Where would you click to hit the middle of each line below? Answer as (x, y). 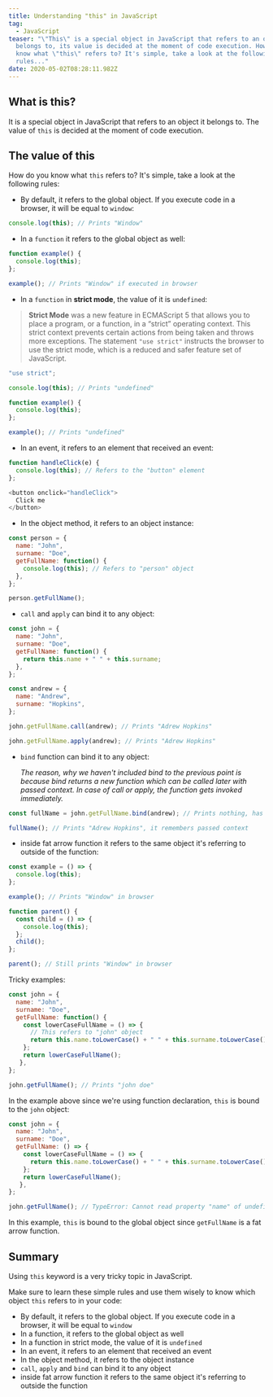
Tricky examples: (37, 979)
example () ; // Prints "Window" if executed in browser (103, 283)
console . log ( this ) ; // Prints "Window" (76, 223)
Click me (30, 500)
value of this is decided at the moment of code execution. (106, 130)
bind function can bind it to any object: (85, 756)
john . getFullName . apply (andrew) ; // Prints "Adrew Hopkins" (113, 741)
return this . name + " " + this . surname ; (92, 659)
